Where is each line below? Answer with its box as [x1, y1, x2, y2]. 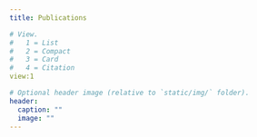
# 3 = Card [9, 55, 59, 64]
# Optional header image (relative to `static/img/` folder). [9, 88, 250, 97]
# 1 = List [9, 38, 59, 47]
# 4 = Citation [9, 64, 75, 73]
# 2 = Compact [9, 46, 71, 55]
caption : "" [17, 105, 64, 114]
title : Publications [9, 13, 88, 23]
